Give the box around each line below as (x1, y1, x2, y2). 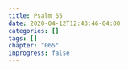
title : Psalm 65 (8, 11, 63, 20)
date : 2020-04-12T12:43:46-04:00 (8, 19, 121, 27)
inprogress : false (8, 49, 70, 57)
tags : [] (8, 34, 38, 43)
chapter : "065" (8, 42, 60, 50)
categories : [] (8, 27, 60, 35)
